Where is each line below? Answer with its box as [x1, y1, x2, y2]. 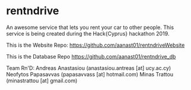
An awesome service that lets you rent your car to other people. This [6, 24, 174, 31]
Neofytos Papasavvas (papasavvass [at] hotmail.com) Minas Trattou [6, 70, 174, 78]
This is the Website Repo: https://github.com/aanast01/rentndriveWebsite [6, 41, 185, 49]
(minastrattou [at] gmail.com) [6, 77, 78, 84]
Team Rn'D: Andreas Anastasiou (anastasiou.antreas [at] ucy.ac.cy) [6, 64, 171, 72]
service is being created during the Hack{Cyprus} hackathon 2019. [6, 30, 170, 37]
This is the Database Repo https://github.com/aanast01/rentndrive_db [6, 53, 176, 60]
